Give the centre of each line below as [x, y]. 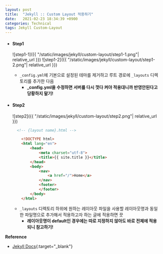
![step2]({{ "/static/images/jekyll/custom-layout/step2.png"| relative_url [84, 116]
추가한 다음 [43, 81]
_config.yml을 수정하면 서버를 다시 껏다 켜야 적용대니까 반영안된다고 [92, 87]
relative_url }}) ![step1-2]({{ [40, 60]
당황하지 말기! [40, 93]
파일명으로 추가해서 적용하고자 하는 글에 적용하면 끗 [74, 215]
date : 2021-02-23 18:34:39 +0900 [41, 19]
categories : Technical [28, 23]
